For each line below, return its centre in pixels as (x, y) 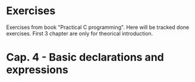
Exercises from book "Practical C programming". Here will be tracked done (97, 27)
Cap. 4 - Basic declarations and (85, 58)
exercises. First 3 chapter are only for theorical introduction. (80, 33)
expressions (37, 70)
